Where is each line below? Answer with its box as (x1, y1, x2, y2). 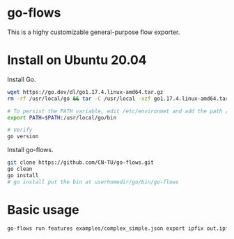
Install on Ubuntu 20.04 (7, 52, 148, 68)
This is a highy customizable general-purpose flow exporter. (7, 28, 180, 36)
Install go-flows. (7, 146, 54, 154)
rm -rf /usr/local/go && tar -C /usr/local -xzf (7, 95, 151, 102)
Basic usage (7, 201, 79, 217)
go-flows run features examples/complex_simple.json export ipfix (7, 224, 204, 232)
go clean (7, 165, 33, 172)
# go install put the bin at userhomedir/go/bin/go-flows (7, 179, 179, 186)
